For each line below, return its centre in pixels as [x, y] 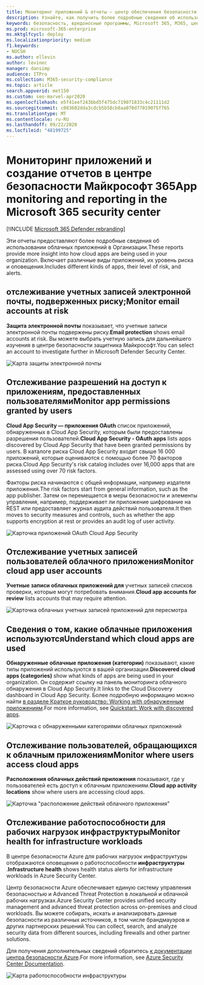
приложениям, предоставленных [73, 392]
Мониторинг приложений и [79, 161]
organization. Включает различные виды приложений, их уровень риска [100, 260]
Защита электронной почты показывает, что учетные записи [87, 325]
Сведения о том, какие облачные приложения [99, 629]
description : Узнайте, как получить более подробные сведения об [90, 18]
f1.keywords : [23, 46]
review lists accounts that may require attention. [67, 598]
